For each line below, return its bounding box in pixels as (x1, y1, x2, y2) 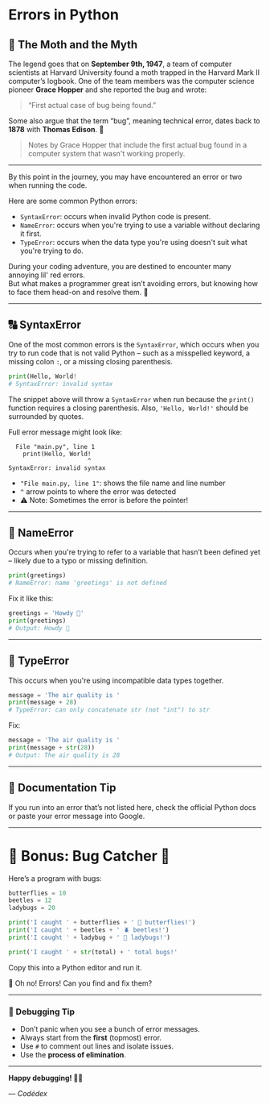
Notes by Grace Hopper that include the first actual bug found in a (27, 140, 247, 150)
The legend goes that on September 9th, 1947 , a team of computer (8, 59, 232, 69)
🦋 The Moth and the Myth (8, 38, 138, 52)
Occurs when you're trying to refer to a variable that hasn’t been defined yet (8, 547, 261, 557)
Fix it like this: (8, 594, 54, 604)
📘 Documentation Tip (8, 781, 117, 795)
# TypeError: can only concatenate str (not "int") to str (8, 706, 211, 714)
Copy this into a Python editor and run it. (8, 962, 142, 972)
